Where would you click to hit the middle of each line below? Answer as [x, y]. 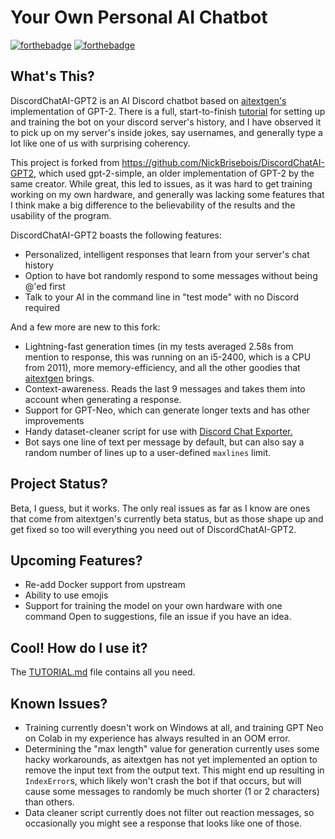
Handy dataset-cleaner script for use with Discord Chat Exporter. [158, 431]
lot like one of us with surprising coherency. [100, 143]
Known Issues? [59, 703]
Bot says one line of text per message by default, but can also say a [164, 442]
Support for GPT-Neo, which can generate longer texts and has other [167, 410]
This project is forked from [65, 162]
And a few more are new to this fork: [85, 327]
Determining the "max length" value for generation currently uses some [172, 749]
